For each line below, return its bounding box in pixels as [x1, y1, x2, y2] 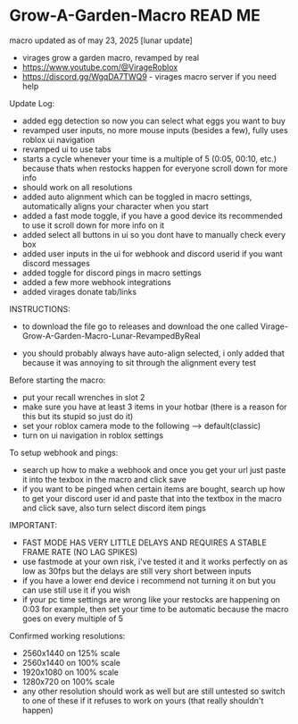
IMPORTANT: [9, 519, 58, 530]
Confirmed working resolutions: [9, 630, 126, 641]
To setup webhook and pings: [9, 447, 119, 458]
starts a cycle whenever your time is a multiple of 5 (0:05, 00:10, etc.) [21, 153, 277, 164]
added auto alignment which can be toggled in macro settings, [21, 191, 252, 202]
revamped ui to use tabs [21, 144, 112, 155]
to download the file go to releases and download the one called [21, 321, 259, 332]
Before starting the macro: [9, 375, 106, 385]
